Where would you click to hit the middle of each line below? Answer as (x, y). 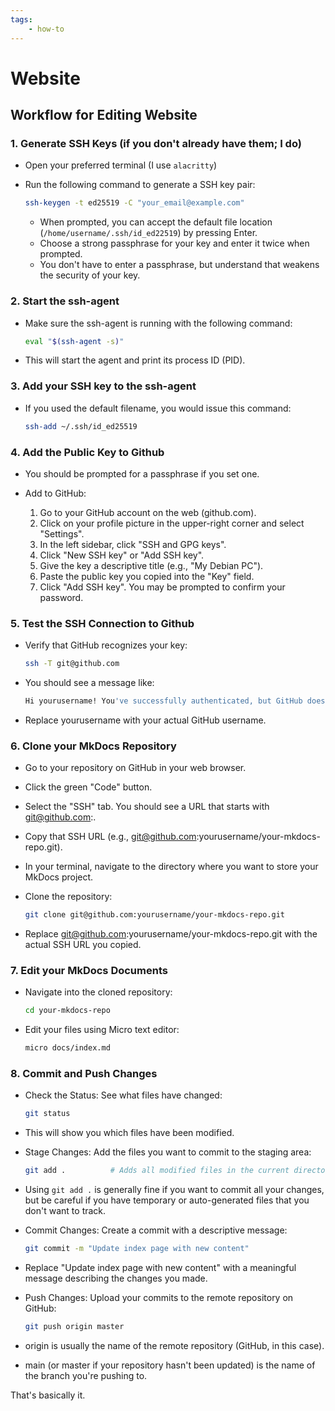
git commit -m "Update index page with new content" (137, 1249)
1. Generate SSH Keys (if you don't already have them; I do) (156, 143)
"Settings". (62, 533)
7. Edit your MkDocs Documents (89, 971)
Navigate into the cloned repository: (98, 992)
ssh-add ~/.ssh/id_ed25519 (81, 426)
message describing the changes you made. (116, 1278)
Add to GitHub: (55, 493)
